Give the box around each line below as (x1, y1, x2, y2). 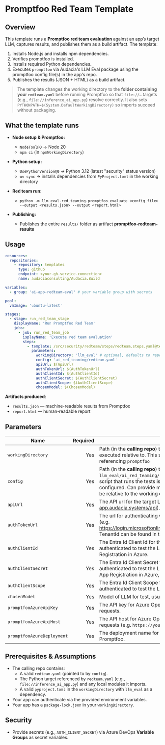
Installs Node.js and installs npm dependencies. (12, 51, 109, 56)
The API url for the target (99, 498, 156, 505)
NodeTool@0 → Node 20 (19, 144, 66, 150)
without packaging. (17, 107, 56, 113)
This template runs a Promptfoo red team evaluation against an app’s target (5, 36, 160, 42)
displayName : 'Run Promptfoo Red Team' (14, 321, 96, 326)
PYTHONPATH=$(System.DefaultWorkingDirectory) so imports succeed (17, 102, 156, 107)
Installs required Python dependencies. (12, 61, 92, 67)
